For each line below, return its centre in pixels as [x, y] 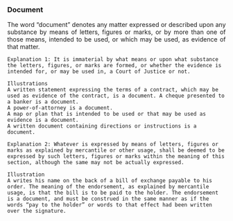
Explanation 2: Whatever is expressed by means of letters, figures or [113, 144]
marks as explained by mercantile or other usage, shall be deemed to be [116, 150]
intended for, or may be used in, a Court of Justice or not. [99, 72]
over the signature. [37, 211]
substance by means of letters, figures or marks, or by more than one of [116, 32]
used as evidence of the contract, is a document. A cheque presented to [116, 96]
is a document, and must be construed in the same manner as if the [108, 199]
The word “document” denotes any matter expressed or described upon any [116, 25]
